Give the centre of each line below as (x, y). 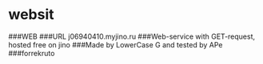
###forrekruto (32, 53)
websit (31, 15)
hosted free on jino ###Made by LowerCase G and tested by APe (116, 44)
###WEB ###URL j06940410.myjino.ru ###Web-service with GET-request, (132, 36)
